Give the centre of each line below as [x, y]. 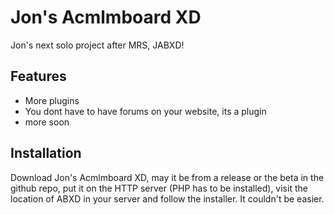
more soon [47, 122]
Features [38, 76]
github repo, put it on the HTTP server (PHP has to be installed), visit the [159, 188]
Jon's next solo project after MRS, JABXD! [97, 45]
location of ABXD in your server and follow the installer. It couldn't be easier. [167, 198]
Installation [46, 153]
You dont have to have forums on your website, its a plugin [145, 111]
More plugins [52, 100]
